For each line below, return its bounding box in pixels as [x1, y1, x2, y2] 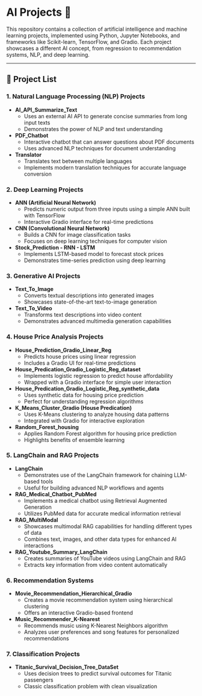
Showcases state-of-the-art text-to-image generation [23, 298, 158, 305]
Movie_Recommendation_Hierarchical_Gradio [14, 590, 132, 597]
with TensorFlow [23, 211, 66, 219]
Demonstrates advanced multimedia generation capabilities [23, 318, 171, 325]
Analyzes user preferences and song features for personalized [23, 628, 179, 636]
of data [23, 529, 42, 536]
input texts [23, 119, 50, 126]
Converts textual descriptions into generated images [23, 292, 155, 299]
